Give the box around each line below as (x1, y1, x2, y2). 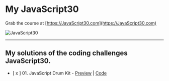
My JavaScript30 (5, 3, 79, 15)
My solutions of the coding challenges (5, 49, 128, 57)
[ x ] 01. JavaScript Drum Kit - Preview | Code (12, 70, 107, 76)
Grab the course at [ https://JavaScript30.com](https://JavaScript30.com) (5, 20, 157, 26)
